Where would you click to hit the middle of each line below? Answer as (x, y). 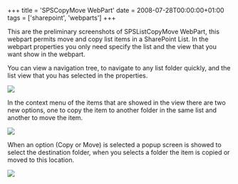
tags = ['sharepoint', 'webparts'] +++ (62, 18)
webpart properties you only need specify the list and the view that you (112, 47)
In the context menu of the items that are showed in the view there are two (117, 103)
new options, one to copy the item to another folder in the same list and (112, 110)
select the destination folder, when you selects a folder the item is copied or (119, 152)
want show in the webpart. (46, 54)
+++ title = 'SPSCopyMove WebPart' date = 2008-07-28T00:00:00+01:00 (116, 10)
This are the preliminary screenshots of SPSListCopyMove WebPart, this (113, 32)
